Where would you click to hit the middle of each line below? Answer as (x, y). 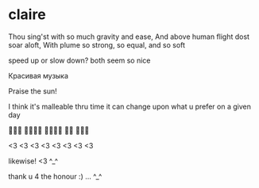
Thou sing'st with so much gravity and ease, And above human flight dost (129, 36)
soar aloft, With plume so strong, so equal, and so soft (97, 44)
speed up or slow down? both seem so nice (79, 60)
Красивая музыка (39, 75)
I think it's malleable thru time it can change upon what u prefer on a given (130, 106)
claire (27, 15)
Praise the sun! (33, 91)
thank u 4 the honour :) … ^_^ (55, 176)
